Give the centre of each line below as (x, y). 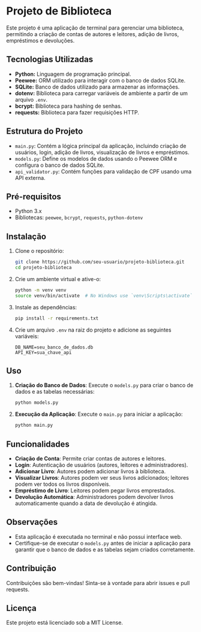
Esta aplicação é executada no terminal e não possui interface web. (98, 536)
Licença (22, 608)
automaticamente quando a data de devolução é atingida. (86, 503)
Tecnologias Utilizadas (50, 59)
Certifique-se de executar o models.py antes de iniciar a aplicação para (103, 543)
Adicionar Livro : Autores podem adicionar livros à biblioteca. (90, 471)
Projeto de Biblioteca (59, 11)
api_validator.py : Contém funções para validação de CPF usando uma (103, 171)
